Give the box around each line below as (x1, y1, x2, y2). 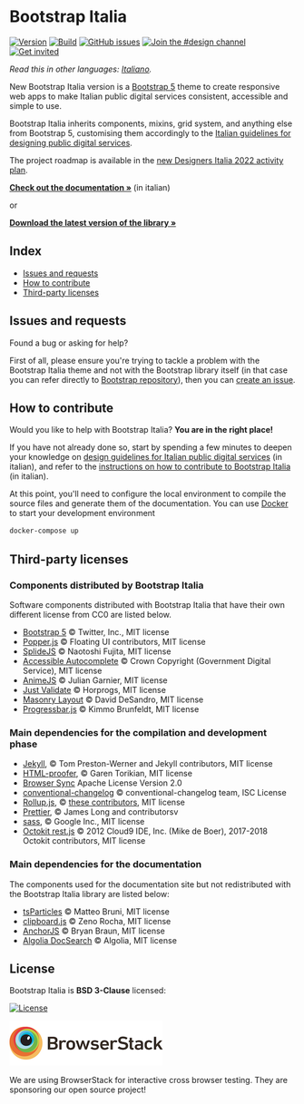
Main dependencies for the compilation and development (9, 726, 268, 738)
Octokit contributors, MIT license (22, 835, 146, 846)
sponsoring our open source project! (9, 1084, 147, 1095)
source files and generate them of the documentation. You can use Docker (9, 498, 289, 509)
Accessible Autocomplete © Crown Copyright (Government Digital (22, 655, 271, 666)
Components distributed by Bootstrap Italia (9, 579, 204, 591)
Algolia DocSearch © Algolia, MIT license (22, 934, 177, 945)
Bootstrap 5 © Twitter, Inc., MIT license (22, 626, 170, 637)
